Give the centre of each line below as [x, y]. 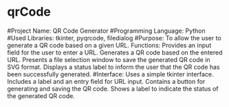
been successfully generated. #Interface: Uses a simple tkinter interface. [110, 74]
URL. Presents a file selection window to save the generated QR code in [109, 59]
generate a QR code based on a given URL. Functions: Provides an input [109, 45]
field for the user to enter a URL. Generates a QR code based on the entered [115, 52]
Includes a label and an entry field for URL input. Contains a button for [106, 81]
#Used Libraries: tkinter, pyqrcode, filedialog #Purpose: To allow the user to [114, 37]
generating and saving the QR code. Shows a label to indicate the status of [113, 89]
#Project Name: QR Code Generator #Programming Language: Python [106, 31]
